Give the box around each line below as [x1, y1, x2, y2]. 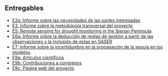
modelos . [12, 49, 32, 55]
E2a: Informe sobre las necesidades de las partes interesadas [12, 17, 141, 23]
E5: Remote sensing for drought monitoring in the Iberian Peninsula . [12, 27, 153, 34]
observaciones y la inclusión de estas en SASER [12, 38, 113, 44]
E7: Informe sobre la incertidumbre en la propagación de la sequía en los [12, 43, 163, 49]
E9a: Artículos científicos [12, 54, 64, 60]
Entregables [5, 4, 44, 12]
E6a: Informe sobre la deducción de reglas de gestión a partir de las [12, 33, 153, 39]
